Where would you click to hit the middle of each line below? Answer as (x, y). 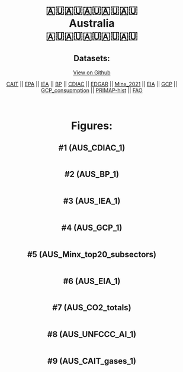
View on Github (92, 72)
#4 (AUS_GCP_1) (92, 228)
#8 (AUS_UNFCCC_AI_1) (92, 334)
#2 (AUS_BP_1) (92, 174)
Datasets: (92, 58)
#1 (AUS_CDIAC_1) (92, 148)
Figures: (92, 126)
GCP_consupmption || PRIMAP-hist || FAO (92, 90)
